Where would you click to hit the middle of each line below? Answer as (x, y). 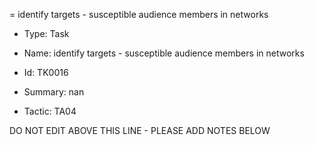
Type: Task (46, 33)
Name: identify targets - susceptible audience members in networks (164, 53)
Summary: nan (54, 92)
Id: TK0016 (46, 72)
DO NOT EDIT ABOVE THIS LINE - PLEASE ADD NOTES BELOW (140, 130)
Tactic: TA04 (50, 111)
